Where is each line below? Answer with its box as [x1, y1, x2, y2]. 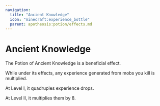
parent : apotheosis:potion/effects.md [10, 21, 93, 27]
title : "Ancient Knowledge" [10, 12, 70, 17]
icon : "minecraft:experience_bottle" [10, 17, 90, 22]
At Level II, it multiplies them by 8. [5, 95, 76, 101]
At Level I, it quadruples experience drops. [5, 85, 94, 91]
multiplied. [5, 76, 28, 82]
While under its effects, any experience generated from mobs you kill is [5, 70, 155, 76]
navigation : [5, 7, 31, 13]
